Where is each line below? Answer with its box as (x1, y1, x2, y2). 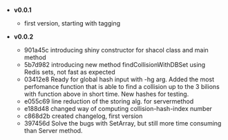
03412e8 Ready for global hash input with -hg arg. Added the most (23, 75, 215, 83)
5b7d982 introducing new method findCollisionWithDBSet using (23, 61, 206, 68)
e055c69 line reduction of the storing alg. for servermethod (23, 97, 194, 106)
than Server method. (23, 127, 83, 134)
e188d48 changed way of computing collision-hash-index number (23, 105, 213, 112)
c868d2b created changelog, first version (23, 112, 143, 120)
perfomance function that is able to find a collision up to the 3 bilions (23, 83, 220, 90)
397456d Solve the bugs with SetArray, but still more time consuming (23, 119, 222, 127)
